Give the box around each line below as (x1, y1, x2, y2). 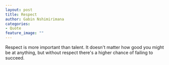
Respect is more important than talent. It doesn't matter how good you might (5, 44, 164, 50)
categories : (5, 21, 30, 26)
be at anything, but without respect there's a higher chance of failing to (5, 49, 153, 55)
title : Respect (5, 12, 37, 17)
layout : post (5, 7, 33, 12)
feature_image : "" (5, 30, 44, 35)
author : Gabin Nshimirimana (5, 16, 65, 21)
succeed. (5, 55, 25, 60)
